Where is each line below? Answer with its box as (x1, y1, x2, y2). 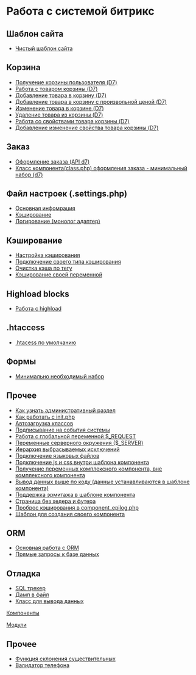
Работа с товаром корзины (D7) (15, 85, 98, 92)
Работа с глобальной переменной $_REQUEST (15, 432, 136, 440)
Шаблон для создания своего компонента (15, 510, 125, 518)
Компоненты (6, 609, 40, 617)
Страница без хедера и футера (15, 497, 96, 505)
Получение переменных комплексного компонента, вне (15, 465, 163, 472)
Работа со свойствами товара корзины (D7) (15, 117, 130, 125)
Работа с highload (15, 305, 62, 312)
